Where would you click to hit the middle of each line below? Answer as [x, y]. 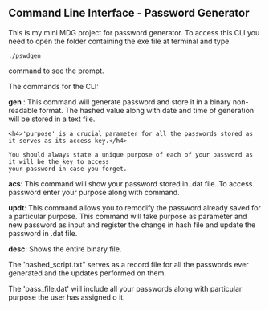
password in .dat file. [43, 233]
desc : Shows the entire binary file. [65, 249]
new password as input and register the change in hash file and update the [132, 225]
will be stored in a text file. [52, 119]
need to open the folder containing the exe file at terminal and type [119, 41]
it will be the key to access [59, 161]
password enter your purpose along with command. [94, 192]
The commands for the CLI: [53, 86]
